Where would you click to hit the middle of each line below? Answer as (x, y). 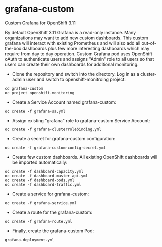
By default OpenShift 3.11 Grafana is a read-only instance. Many (71, 32)
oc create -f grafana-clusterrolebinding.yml (53, 129)
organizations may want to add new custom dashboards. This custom (77, 38)
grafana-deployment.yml (30, 240)
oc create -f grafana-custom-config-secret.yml (56, 148)
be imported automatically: (40, 162)
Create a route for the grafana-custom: (52, 212)
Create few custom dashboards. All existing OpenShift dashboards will (85, 157)
